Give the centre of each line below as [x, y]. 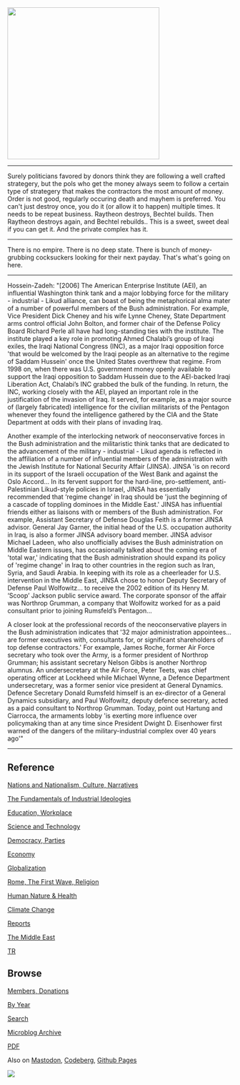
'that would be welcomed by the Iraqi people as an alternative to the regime [119, 354]
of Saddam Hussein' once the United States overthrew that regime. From [114, 361]
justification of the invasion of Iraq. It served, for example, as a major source [120, 399]
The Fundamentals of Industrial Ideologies [69, 798]
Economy [21, 854]
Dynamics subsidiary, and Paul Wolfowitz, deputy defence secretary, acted [118, 700]
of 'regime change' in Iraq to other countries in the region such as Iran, [111, 565]
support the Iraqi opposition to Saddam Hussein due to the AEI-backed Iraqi [119, 377]
